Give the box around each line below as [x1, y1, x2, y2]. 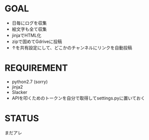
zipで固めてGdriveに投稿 [11, 38, 62, 45]
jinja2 [11, 84, 23, 90]
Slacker [11, 89, 28, 95]
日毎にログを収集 [11, 20, 47, 26]
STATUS [4, 113, 39, 124]
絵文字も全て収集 [11, 26, 47, 32]
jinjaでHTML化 [11, 32, 42, 38]
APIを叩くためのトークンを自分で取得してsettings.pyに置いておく [11, 95, 146, 101]
